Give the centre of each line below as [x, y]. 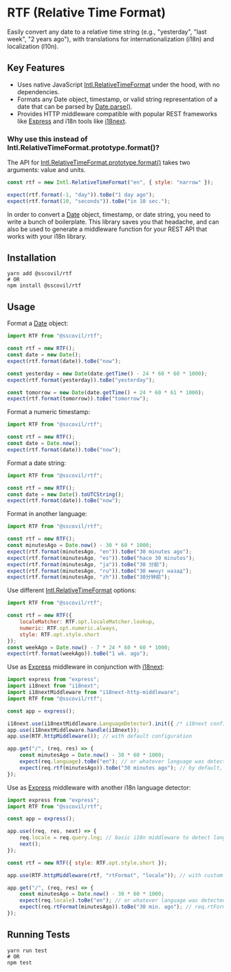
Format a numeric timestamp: [49, 412]
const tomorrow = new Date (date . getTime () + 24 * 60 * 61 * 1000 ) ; [106, 392]
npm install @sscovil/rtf [44, 286]
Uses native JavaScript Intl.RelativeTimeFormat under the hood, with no [118, 85]
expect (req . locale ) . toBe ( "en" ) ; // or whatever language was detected [123, 900]
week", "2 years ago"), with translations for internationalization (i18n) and [111, 39]
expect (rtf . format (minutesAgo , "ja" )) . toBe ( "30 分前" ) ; [88, 564]
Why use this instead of [47, 139]
